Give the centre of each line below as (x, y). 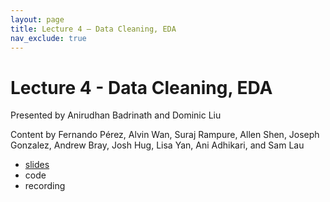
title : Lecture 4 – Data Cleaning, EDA (93, 29)
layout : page (37, 19)
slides (37, 165)
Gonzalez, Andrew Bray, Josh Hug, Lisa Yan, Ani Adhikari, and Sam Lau (157, 145)
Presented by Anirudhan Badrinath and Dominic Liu (116, 115)
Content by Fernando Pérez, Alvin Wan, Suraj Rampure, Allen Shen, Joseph (165, 135)
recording (45, 186)
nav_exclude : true (48, 38)
